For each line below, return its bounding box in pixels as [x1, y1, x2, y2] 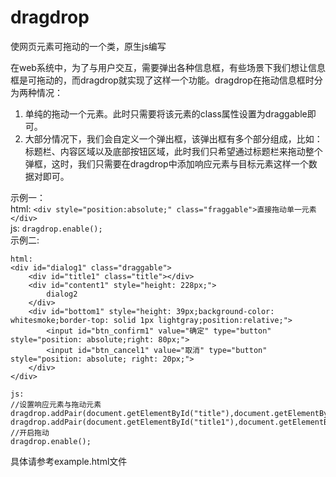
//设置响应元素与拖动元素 [10, 399, 102, 410]
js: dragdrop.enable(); [10, 222, 103, 234]
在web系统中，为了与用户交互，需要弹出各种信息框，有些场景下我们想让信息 [10, 61, 326, 73]
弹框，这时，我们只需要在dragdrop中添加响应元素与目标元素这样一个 [24, 157, 309, 170]
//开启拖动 [10, 427, 50, 438]
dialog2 [46, 289, 78, 299]
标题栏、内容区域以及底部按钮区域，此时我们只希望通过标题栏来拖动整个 [24, 145, 323, 157]
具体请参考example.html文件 [10, 455, 128, 467]
